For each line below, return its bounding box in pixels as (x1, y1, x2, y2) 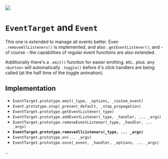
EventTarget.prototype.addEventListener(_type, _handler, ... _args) (12, 114, 162, 119)
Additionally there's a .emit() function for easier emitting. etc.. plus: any (5, 59, 155, 65)
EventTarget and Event (5, 22, 98, 34)
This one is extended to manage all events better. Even (5, 39, 119, 45)
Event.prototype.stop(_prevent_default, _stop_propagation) (12, 104, 141, 109)
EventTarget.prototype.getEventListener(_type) (12, 109, 114, 114)
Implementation (5, 84, 56, 93)
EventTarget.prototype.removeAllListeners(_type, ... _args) (12, 129, 144, 134)
